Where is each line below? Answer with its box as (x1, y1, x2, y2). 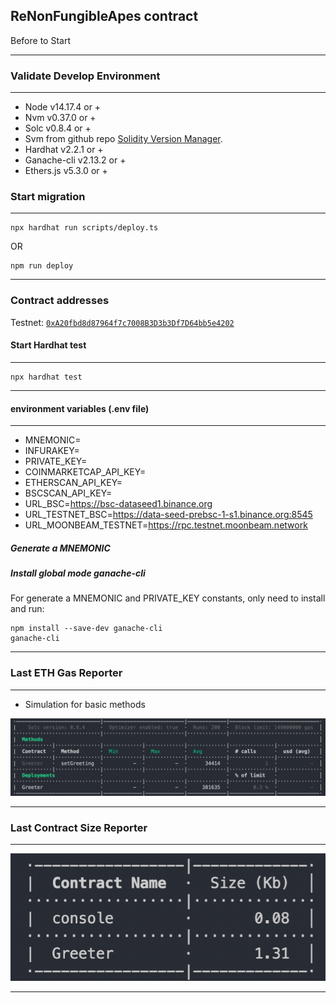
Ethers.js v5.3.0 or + (24, 165, 108, 177)
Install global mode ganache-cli (10, 567, 146, 579)
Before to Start (10, 34, 71, 46)
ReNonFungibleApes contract (10, 8, 199, 25)
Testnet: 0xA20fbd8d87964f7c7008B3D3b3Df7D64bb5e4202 (10, 316, 235, 328)
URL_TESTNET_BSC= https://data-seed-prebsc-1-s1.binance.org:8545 (24, 509, 313, 521)
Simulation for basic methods (24, 698, 146, 710)
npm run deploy (10, 261, 74, 271)
